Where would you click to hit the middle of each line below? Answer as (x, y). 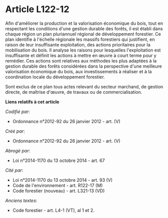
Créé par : (15, 131)
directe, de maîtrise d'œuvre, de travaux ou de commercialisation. (74, 92)
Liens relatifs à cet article (32, 101)
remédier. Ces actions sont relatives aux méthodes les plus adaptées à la (81, 61)
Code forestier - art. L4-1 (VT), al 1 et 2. (53, 210)
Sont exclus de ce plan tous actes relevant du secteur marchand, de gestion (84, 86)
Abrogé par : (18, 150)
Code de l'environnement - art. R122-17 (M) (58, 185)
